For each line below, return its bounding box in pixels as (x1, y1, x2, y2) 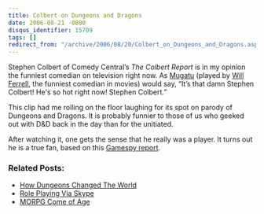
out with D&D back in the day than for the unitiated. (8, 120, 174, 129)
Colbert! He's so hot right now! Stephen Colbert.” (8, 87, 167, 97)
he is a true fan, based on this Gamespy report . (8, 143, 161, 153)
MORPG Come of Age (19, 197, 90, 207)
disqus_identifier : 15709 (8, 26, 93, 34)
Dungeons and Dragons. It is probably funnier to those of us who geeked (8, 111, 244, 120)
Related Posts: (8, 163, 65, 174)
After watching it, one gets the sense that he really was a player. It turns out (8, 135, 253, 144)
